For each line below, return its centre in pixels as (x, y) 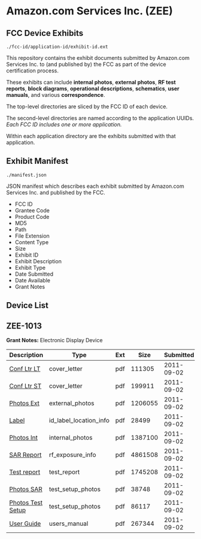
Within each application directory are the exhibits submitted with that (91, 136)
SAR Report (25, 455)
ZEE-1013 (24, 326)
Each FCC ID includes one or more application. (64, 124)
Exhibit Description (38, 261)
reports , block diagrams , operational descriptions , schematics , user (93, 89)
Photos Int (23, 438)
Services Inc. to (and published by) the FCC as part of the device (86, 64)
